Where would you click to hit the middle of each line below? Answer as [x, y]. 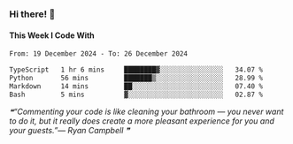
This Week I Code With [52, 35]
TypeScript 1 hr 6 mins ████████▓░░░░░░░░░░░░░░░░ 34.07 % [136, 70]
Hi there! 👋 [32, 14]
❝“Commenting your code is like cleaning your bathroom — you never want [146, 111]
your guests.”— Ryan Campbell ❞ [69, 130]
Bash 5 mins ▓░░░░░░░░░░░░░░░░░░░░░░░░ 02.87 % [136, 95]
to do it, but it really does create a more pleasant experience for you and [142, 121]
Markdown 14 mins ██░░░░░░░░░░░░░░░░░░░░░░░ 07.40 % [136, 86]
